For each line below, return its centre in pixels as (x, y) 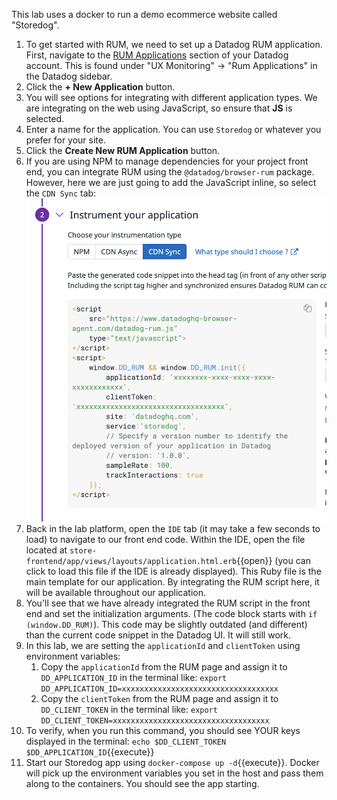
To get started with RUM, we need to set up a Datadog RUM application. (174, 44)
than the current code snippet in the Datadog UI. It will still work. (158, 635)
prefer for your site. (65, 140)
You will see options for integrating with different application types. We (171, 97)
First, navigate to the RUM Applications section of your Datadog (157, 55)
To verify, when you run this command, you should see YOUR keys (163, 731)
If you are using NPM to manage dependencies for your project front (167, 161)
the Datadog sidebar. (69, 76)
